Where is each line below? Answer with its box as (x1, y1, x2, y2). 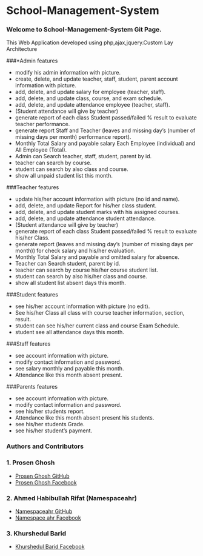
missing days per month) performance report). (15, 133, 131, 141)
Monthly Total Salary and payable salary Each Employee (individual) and (15, 140, 196, 147)
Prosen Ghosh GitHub (15, 472, 70, 480)
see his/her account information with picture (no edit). (15, 303, 150, 310)
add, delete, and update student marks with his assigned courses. (15, 209, 180, 216)
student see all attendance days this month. (15, 329, 124, 336)
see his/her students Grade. (15, 421, 85, 428)
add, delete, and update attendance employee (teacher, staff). (15, 101, 170, 109)
